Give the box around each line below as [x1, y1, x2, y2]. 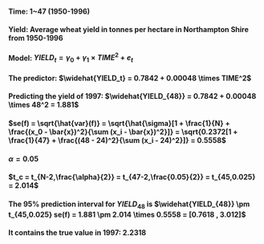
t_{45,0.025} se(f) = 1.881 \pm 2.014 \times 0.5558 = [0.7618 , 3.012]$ [8, 209, 246, 219]
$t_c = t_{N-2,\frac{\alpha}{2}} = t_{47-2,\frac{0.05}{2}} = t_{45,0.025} [8, 173, 256, 182]
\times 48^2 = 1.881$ [8, 100, 79, 110]
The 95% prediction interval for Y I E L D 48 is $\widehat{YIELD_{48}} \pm [8, 199, 250, 210]
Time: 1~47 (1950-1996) [8, 6, 91, 16]
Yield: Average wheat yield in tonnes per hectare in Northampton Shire [8, 25, 249, 35]
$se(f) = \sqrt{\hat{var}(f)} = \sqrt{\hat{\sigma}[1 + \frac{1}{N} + [8, 119, 230, 128]
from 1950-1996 [8, 33, 63, 43]
